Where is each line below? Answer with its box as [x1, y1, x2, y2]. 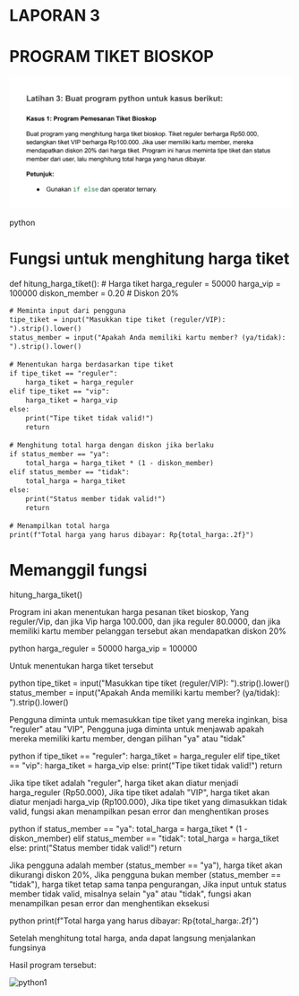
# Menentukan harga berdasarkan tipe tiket [9, 359, 175, 368]
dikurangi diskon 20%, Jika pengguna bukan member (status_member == [9, 870, 282, 880]
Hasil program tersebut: [9, 960, 97, 971]
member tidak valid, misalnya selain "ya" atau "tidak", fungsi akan [9, 888, 252, 899]
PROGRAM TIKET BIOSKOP [9, 47, 215, 67]
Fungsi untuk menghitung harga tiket [9, 248, 290, 269]
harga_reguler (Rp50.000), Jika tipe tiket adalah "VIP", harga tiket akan [9, 787, 270, 798]
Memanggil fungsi [9, 559, 148, 580]
